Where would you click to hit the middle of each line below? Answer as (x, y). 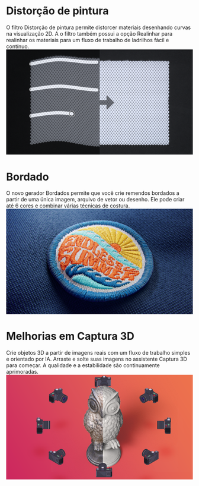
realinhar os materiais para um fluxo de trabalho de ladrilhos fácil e (88, 40)
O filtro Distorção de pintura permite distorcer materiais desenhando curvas (99, 27)
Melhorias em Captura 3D (70, 336)
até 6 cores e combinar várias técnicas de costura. (68, 206)
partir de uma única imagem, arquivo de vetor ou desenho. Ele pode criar (95, 200)
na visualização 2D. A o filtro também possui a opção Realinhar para (89, 33)
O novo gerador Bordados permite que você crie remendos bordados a (93, 193)
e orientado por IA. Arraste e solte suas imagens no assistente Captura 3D (97, 359)
